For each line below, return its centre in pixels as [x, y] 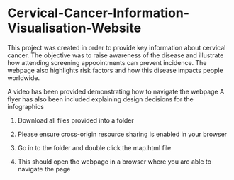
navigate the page [44, 169]
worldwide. [24, 78]
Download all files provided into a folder [76, 120]
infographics [26, 106]
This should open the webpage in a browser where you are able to [114, 162]
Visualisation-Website [74, 28]
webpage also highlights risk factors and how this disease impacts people [115, 70]
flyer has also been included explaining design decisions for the [100, 99]
